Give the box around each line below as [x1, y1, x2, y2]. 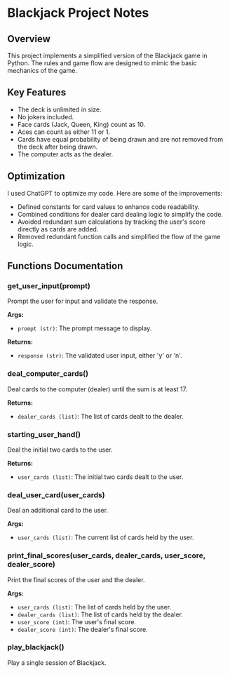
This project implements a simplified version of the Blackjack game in [7, 51, 208, 60]
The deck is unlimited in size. [17, 105, 102, 114]
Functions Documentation [7, 260, 123, 272]
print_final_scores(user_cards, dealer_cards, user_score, [7, 551, 205, 560]
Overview [7, 33, 51, 45]
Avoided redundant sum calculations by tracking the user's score [17, 217, 205, 226]
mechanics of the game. [7, 67, 77, 74]
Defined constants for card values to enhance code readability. [17, 202, 200, 211]
